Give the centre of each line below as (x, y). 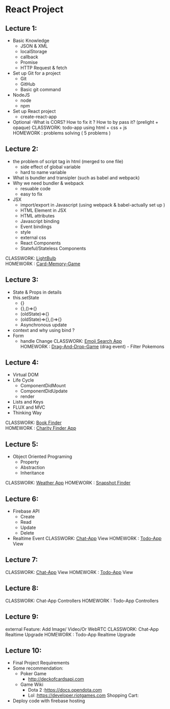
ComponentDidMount (43, 386)
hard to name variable (43, 172)
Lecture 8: (22, 589)
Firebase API (26, 511)
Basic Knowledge (31, 40)
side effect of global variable (50, 167)
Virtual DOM (26, 375)
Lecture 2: (22, 149)
